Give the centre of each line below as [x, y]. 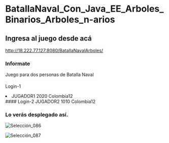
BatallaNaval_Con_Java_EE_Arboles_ [84, 9]
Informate [18, 63]
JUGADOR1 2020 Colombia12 [42, 96]
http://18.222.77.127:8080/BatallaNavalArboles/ [54, 50]
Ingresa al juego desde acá [49, 38]
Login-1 [13, 86]
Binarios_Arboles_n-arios [60, 20]
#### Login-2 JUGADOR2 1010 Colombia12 [50, 101]
